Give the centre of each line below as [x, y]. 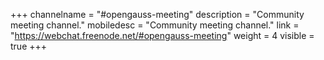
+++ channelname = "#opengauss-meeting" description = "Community [157, 14]
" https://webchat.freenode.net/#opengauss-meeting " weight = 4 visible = [162, 35]
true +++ [29, 46]
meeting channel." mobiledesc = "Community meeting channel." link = [155, 25]
